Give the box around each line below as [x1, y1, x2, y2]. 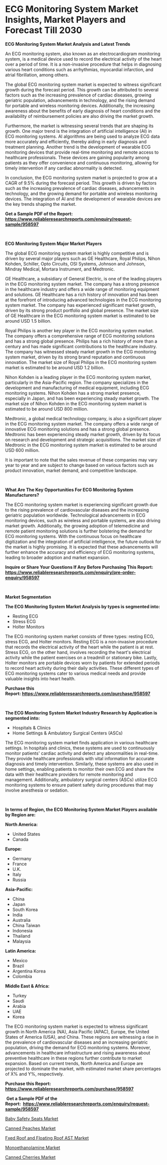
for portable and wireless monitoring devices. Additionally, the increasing [5, 102, 155, 108]
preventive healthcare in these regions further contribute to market [5, 1055, 142, 1061]
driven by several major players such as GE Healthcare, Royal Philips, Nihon [5, 255, 161, 262]
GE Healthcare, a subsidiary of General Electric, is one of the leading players [5, 275, 162, 281]
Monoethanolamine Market [5, 1145, 61, 1151]
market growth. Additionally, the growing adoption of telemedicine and [5, 523, 150, 529]
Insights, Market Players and [5, 14, 126, 25]
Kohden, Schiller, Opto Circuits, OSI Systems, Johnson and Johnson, [5, 261, 146, 267]
